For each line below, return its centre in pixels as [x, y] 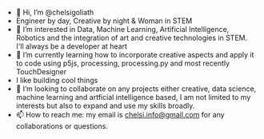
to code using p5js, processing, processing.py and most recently [123, 63]
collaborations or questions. [62, 126]
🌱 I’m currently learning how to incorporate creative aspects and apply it [135, 55]
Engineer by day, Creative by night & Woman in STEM [104, 21]
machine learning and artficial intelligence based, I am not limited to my [133, 97]
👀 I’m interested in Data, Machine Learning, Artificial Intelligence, [122, 29]
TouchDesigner [41, 71]
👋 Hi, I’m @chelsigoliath [55, 12]
